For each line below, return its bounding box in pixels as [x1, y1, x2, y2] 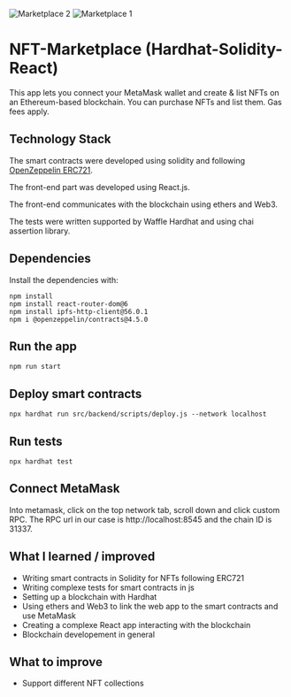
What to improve [9, 655, 103, 670]
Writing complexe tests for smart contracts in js [21, 582, 195, 593]
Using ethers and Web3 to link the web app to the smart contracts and [21, 601, 279, 611]
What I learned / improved [9, 549, 156, 564]
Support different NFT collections [21, 678, 144, 689]
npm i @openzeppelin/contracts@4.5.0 [9, 315, 149, 324]
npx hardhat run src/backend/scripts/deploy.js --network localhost [9, 410, 267, 419]
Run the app [9, 339, 77, 354]
